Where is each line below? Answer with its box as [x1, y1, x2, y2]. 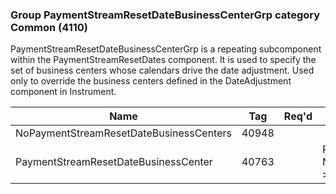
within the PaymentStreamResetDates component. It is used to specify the [10, 54, 317, 66]
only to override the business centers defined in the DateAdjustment [10, 75, 292, 87]
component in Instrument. [10, 86, 117, 98]
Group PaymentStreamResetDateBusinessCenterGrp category [10, 8, 321, 22]
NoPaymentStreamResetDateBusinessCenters [15, 126, 232, 140]
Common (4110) [10, 20, 88, 34]
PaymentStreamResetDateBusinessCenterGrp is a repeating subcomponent [10, 43, 322, 55]
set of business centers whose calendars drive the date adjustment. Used [10, 64, 315, 77]
